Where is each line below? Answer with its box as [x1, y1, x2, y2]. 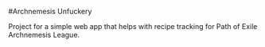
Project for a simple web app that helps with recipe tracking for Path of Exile [8, 22, 258, 31]
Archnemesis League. [8, 31, 80, 39]
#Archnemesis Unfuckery [8, 7, 92, 16]
